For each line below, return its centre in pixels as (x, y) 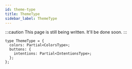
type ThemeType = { (25, 41)
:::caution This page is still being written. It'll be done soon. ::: (66, 32)
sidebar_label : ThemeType (31, 18)
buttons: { (20, 49)
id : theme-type (20, 9)
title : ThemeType (22, 14)
